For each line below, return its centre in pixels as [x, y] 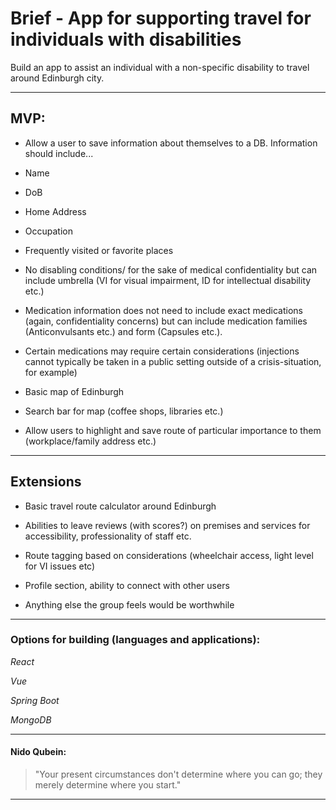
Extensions [46, 482]
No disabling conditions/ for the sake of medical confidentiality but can [171, 269]
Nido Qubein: [38, 752]
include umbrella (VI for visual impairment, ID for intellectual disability [168, 280]
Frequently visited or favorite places [99, 250]
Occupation [48, 231]
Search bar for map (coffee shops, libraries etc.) [124, 411]
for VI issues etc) [60, 566]
